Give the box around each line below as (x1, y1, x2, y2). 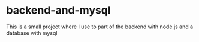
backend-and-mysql (6, 4, 111, 17)
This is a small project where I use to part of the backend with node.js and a (6, 23, 194, 30)
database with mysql (6, 29, 58, 36)
